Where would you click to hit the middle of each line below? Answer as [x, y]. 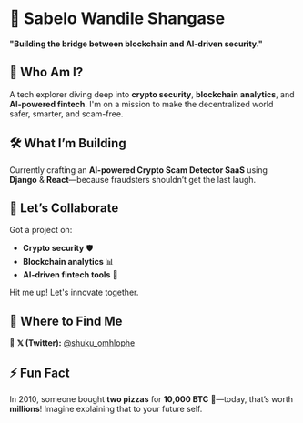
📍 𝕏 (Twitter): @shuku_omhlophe [72, 343]
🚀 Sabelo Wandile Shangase [117, 19]
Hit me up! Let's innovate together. [74, 292]
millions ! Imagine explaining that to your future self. [106, 409]
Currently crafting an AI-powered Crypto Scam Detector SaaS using [139, 170]
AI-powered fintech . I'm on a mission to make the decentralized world [141, 104]
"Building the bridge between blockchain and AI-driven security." [136, 44]
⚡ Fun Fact [40, 373]
